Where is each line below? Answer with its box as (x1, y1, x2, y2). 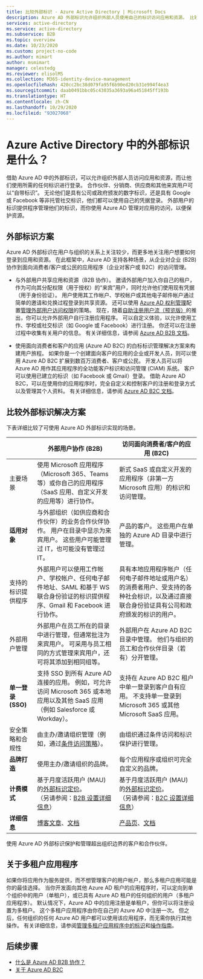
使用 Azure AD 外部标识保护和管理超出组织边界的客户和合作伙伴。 (6, 839, 171, 847)
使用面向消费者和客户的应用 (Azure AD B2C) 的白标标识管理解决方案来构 (14, 342, 196, 349)
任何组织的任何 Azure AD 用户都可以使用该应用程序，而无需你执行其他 (16, 914, 192, 922)
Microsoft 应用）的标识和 (119, 483, 190, 491)
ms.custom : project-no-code (6, 48, 77, 54)
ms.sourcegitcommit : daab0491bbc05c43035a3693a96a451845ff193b (6, 88, 169, 94)
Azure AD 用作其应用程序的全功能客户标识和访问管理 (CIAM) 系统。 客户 (14, 365, 195, 372)
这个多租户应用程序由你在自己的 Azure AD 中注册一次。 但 (39, 906, 184, 914)
